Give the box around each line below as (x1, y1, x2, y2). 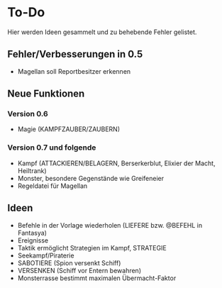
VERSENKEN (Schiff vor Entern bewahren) (17, 266, 142, 275)
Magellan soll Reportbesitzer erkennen (17, 67, 131, 75)
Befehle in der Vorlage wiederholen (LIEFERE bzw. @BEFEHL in (17, 221, 203, 229)
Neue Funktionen (7, 88, 85, 100)
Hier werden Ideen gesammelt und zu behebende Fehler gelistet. (7, 28, 197, 36)
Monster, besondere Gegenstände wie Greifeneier (17, 174, 165, 182)
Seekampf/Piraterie (17, 251, 74, 260)
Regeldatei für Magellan (17, 182, 88, 190)
